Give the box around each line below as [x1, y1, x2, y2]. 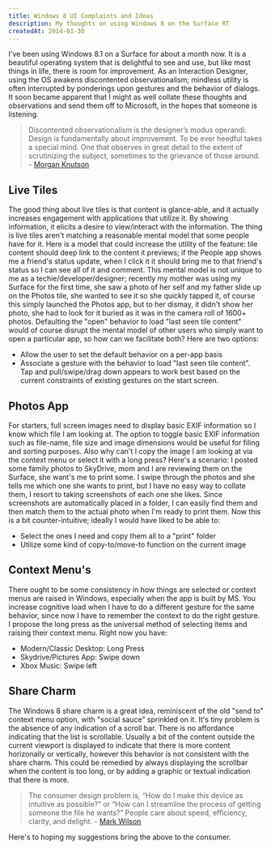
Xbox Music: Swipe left [19, 660, 97, 670]
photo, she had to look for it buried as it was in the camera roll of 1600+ [8, 308, 247, 318]
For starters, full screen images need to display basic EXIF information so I [8, 421, 256, 430]
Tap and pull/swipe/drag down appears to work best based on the [19, 367, 241, 377]
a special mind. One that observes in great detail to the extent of [28, 143, 243, 152]
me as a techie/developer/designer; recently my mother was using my [8, 273, 242, 284]
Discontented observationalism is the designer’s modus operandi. [28, 125, 247, 135]
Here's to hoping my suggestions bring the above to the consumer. [8, 832, 231, 842]
